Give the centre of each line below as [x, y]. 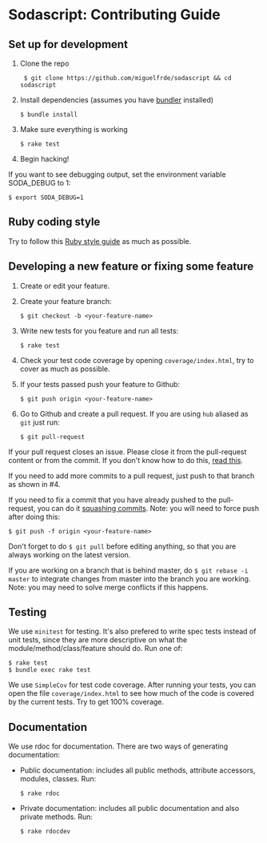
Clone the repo [44, 63]
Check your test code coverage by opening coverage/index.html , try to [137, 360]
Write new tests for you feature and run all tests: [99, 330]
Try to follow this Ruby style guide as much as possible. [100, 241]
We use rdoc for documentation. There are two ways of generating [118, 746]
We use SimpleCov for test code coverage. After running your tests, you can [132, 685]
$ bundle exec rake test [50, 670]
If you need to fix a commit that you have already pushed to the [113, 499]
